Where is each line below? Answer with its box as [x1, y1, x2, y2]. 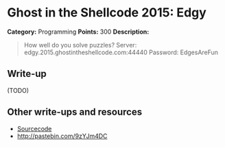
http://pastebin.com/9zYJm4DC [16, 132, 108, 140]
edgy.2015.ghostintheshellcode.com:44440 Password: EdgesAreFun [23, 48, 218, 56]
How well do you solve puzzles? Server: [23, 41, 137, 49]
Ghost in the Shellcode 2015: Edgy [7, 5, 207, 21]
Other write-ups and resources [7, 106, 143, 118]
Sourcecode [16, 124, 52, 133]
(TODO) [7, 86, 29, 94]
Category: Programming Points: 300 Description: [7, 27, 150, 36]
